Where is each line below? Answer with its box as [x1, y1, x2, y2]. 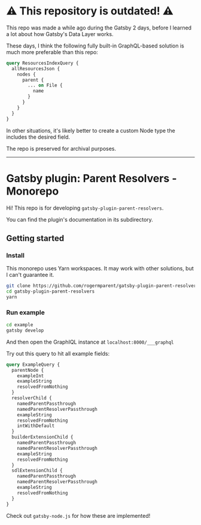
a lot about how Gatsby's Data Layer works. [6, 30, 114, 37]
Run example [6, 308, 45, 317]
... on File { [28, 82, 63, 88]
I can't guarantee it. [6, 272, 54, 279]
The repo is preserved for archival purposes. [6, 145, 117, 152]
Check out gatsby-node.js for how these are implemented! [6, 512, 151, 519]
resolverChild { [11, 395, 52, 401]
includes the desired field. [6, 133, 71, 141]
